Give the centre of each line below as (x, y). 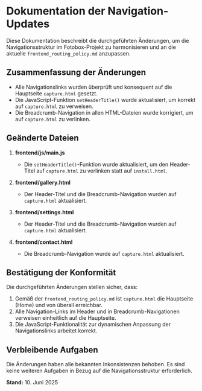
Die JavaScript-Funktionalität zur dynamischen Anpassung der (93, 325)
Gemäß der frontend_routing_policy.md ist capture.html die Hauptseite (104, 299)
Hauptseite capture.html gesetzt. (56, 93)
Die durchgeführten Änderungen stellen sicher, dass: (72, 287)
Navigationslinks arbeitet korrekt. (56, 331)
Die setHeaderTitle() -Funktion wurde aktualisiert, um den (96, 164)
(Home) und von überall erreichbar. (58, 305)
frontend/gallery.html (43, 182)
